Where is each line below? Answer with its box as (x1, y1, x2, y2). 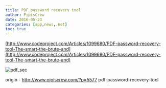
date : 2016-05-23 (5, 17, 42, 22)
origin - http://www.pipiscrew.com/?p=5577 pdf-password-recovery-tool (5, 77, 159, 83)
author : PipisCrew (5, 12, 44, 17)
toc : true (5, 27, 27, 32)
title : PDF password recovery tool (5, 7, 81, 13)
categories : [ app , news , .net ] (5, 21, 67, 27)
